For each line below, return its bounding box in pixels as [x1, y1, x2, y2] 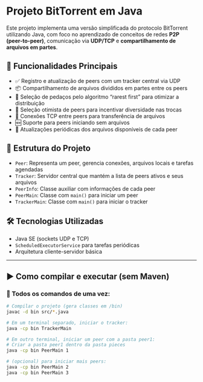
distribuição [14, 99, 45, 107]
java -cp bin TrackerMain [6, 325, 71, 331]
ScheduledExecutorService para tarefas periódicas [14, 242, 140, 249]
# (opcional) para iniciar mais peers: [6, 358, 107, 364]
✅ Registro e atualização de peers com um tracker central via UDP [14, 77, 181, 84]
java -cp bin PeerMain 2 [6, 364, 69, 370]
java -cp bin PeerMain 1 [6, 347, 69, 354]
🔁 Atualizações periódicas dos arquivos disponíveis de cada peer [14, 125, 178, 133]
